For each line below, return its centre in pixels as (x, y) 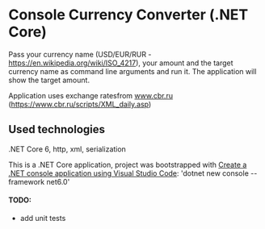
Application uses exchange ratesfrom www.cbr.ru (91, 95)
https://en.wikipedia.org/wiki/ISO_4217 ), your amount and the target (121, 63)
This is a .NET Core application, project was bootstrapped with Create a (128, 164)
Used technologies (57, 129)
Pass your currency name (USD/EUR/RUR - (80, 54)
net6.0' (58, 181)
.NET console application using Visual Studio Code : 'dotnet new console (128, 173)
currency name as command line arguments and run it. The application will (132, 71)
